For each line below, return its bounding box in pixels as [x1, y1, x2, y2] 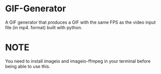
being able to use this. [5, 63, 51, 69]
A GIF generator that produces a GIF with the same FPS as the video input [5, 19, 156, 25]
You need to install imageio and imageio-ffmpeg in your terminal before [5, 58, 151, 64]
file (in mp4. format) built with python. [5, 24, 83, 30]
